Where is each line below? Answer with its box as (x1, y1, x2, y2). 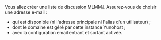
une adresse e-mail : (5, 9, 47, 15)
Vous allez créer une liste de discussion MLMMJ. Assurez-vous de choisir (5, 4, 157, 10)
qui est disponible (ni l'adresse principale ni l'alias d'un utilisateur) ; (12, 19, 151, 25)
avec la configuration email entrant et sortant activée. (12, 30, 123, 35)
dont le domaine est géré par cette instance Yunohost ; (12, 24, 126, 30)
